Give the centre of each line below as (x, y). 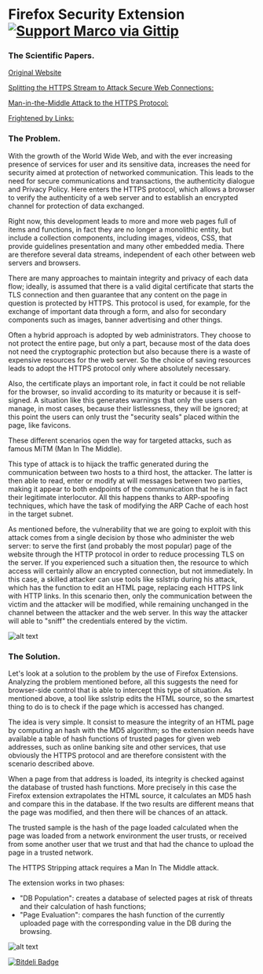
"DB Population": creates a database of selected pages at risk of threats (136, 898)
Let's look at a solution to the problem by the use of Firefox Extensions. (123, 673)
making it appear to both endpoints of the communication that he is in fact (128, 489)
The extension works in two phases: (67, 883)
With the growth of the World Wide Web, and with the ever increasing (121, 155)
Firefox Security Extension (97, 15)
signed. (20, 400)
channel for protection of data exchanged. (77, 206)
